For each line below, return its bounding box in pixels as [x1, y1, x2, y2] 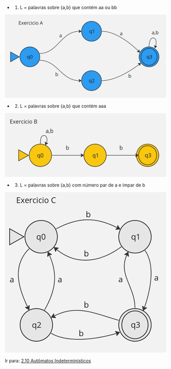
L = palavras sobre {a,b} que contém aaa [19, 103, 106, 109]
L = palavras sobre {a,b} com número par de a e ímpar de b [19, 182, 145, 188]
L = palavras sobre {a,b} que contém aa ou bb [19, 5, 117, 10]
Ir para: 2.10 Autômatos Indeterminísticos [5, 357, 91, 364]
